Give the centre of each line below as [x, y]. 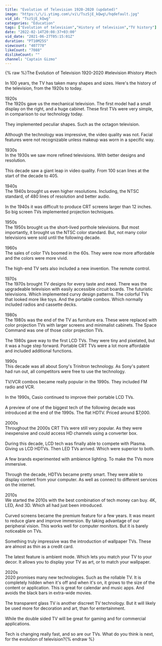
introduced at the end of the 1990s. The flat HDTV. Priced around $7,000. [78, 413]
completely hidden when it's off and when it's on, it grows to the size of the [80, 583]
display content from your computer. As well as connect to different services [81, 480]
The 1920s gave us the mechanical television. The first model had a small [78, 104]
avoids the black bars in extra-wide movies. [48, 593]
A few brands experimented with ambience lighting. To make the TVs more [79, 459]
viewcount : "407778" [26, 46]
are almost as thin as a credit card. [39, 547]
